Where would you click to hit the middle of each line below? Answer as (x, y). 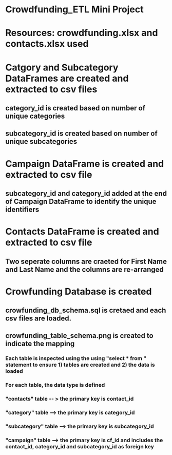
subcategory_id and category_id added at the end (86, 193)
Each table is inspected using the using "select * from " (76, 358)
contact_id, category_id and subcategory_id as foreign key (80, 447)
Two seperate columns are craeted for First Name (86, 261)
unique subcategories (41, 141)
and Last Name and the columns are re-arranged (85, 269)
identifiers (22, 209)
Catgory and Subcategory (62, 67)
